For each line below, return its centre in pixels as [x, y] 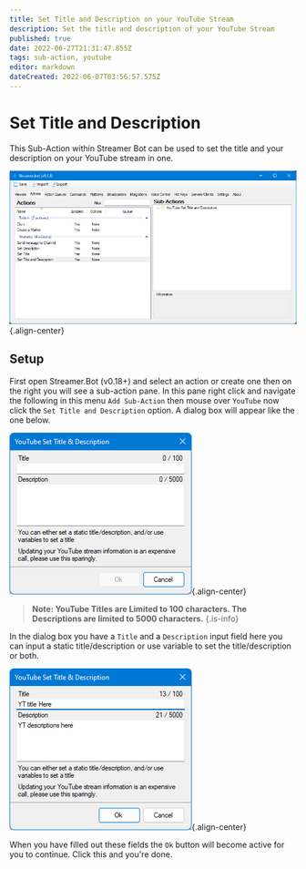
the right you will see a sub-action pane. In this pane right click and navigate [153, 391]
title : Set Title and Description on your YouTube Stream [122, 19]
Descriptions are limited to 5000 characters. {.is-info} [135, 619]
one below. [30, 420]
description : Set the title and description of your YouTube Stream [142, 29]
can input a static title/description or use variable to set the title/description [150, 646]
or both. [24, 655]
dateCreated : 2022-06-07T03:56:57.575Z [85, 77]
